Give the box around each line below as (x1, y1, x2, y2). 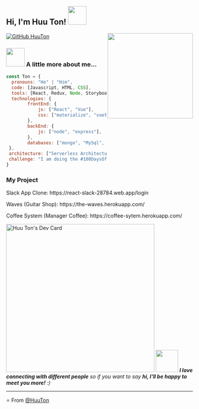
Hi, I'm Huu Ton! (6, 17, 67, 27)
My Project (6, 175, 38, 184)
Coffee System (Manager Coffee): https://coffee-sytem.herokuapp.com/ (6, 212, 182, 219)
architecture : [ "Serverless (8, 151, 78, 157)
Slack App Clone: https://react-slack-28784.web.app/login (6, 189, 149, 196)
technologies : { (11, 95, 52, 101)
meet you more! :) (6, 379, 51, 386)
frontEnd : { (27, 101, 57, 107)
